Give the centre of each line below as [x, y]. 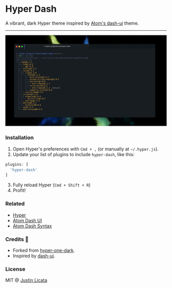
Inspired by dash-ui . [34, 256]
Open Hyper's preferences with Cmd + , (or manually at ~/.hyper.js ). [85, 149]
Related [15, 204]
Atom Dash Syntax [32, 226]
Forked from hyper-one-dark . [44, 250]
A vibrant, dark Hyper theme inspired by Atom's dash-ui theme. [72, 23]
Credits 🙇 [17, 239]
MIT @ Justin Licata [26, 280]
